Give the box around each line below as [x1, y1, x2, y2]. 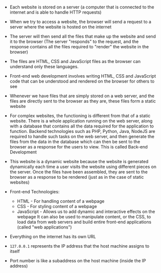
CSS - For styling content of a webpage [17, 204, 97, 209]
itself [9, 249, 20, 254]
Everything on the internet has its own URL [9, 234, 96, 239]
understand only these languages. [9, 63, 79, 69]
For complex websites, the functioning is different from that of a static [9, 113, 151, 119]
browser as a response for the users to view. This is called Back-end [9, 144, 148, 149]
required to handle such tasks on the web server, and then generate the [9, 134, 155, 139]
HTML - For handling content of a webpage [17, 198, 105, 204]
